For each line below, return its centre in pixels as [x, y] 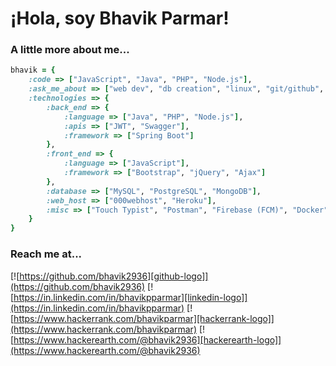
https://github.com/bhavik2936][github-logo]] [114, 276]
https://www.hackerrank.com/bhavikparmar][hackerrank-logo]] [144, 318]
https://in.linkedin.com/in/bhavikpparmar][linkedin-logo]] [130, 297]
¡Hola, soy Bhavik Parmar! [120, 18]
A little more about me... [70, 50]
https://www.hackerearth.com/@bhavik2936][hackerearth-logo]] [147, 339]
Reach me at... [46, 254]
